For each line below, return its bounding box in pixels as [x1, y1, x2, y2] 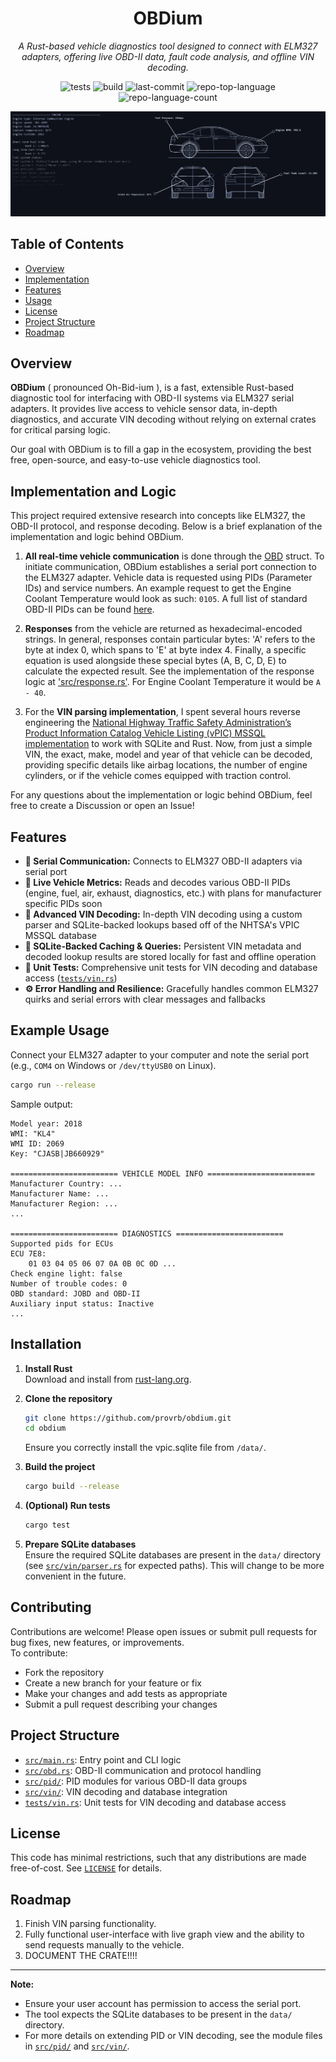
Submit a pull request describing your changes [24, 1698, 218, 1710]
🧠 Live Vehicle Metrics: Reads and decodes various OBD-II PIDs [24, 877, 291, 889]
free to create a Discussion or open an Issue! [10, 800, 195, 812]
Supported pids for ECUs [10, 1238, 114, 1249]
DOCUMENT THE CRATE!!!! [24, 1950, 138, 1962]
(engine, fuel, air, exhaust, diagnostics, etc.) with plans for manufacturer [24, 887, 322, 899]
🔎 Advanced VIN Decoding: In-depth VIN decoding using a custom [24, 908, 303, 921]
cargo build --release [24, 1482, 120, 1492]
